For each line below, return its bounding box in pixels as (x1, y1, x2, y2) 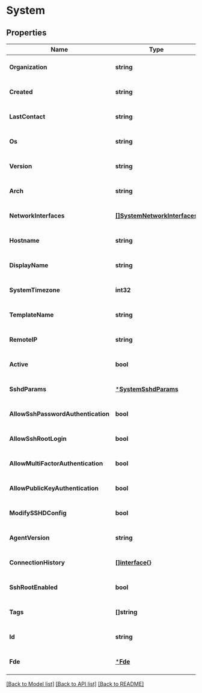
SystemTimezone (9, 286, 60, 294)
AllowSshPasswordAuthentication (9, 410, 110, 418)
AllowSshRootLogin (9, 435, 67, 443)
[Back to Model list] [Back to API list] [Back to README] (6, 680, 144, 688)
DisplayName (9, 261, 49, 269)
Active (9, 360, 29, 368)
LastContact (9, 112, 46, 121)
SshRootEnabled (9, 583, 58, 592)
